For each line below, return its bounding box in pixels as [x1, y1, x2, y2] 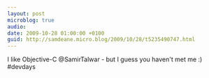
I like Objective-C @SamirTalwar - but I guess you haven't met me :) [7, 55, 203, 63]
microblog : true [7, 17, 55, 24]
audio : [7, 23, 27, 30]
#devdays [7, 63, 36, 71]
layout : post [7, 10, 45, 17]
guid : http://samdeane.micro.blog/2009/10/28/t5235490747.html [7, 36, 196, 43]
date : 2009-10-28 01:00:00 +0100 [7, 29, 105, 37]
